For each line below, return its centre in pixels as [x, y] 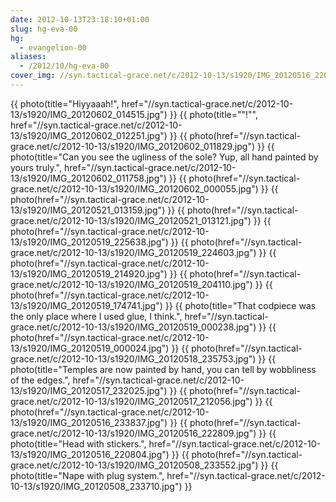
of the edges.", [40, 380]
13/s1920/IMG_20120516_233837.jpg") [89, 422]
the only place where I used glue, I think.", [96, 316]
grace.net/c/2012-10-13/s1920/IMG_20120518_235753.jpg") [133, 358]
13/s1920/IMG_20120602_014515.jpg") [89, 114]
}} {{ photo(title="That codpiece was [240, 305]
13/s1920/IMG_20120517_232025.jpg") [89, 390]
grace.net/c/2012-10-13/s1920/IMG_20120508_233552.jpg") [134, 465]
